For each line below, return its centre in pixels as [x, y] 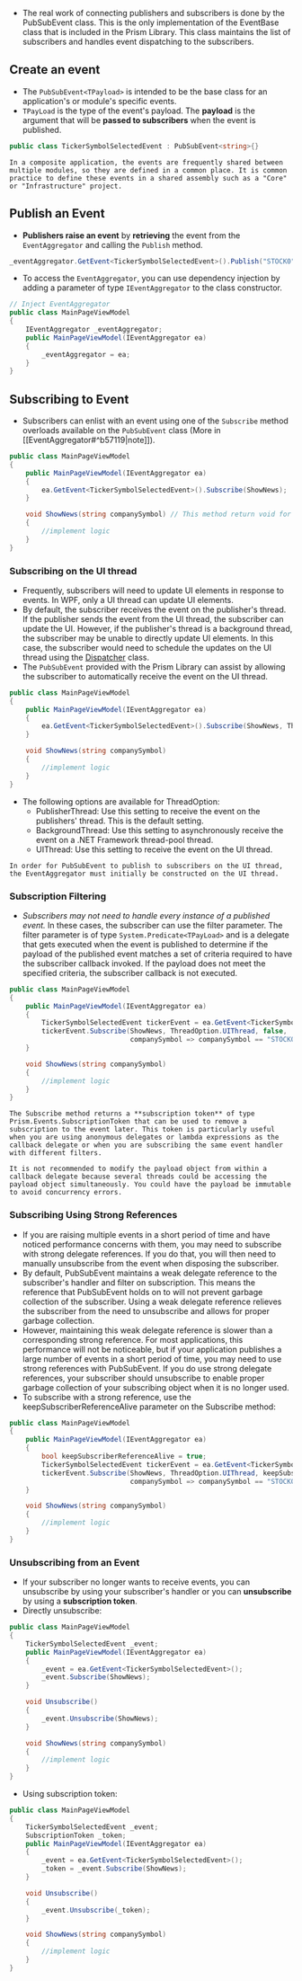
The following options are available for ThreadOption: [121, 801]
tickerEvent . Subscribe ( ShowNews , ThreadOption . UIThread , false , [164, 1031]
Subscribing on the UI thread [73, 571]
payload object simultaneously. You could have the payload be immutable [151, 1185]
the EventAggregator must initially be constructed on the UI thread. [144, 874]
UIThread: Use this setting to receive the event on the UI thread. [154, 849]
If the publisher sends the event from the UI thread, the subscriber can [153, 618]
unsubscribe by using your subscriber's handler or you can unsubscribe [157, 1592]
